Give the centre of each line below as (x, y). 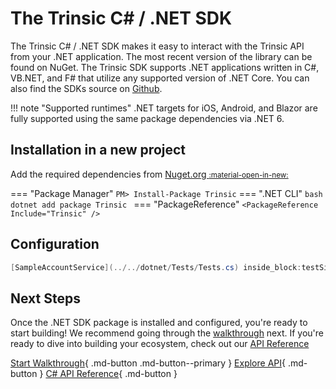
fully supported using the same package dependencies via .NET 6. (147, 118)
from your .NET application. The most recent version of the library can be (161, 56)
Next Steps (45, 298)
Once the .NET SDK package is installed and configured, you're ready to (159, 323)
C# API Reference (82, 374)
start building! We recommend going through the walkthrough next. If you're (167, 333)
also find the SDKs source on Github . (86, 88)
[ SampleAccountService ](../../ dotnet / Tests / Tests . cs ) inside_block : (156, 267)
